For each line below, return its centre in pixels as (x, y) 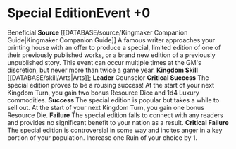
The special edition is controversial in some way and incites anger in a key (115, 130)
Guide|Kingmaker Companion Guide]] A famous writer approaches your (111, 40)
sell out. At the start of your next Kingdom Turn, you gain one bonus (106, 107)
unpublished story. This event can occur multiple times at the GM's (105, 62)
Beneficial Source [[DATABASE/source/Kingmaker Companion (98, 32)
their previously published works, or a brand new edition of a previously (112, 55)
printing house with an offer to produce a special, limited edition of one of (114, 47)
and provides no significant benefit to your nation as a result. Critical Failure (118, 122)
